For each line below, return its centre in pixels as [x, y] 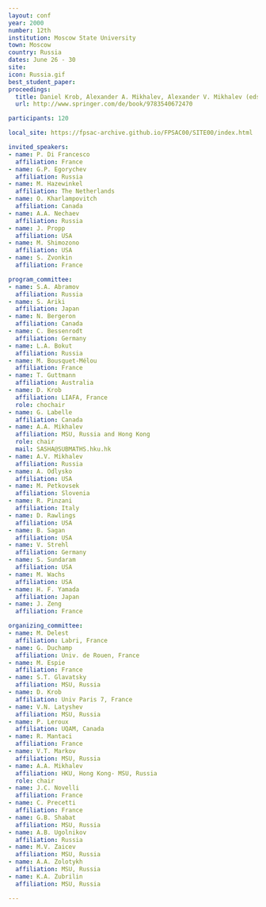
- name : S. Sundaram [42, 560]
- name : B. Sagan [37, 530]
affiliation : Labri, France [62, 640]
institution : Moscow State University [72, 38]
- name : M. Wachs [37, 575]
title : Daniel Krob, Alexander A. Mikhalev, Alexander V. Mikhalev [129, 97]
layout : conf [30, 15]
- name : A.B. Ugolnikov [47, 832]
